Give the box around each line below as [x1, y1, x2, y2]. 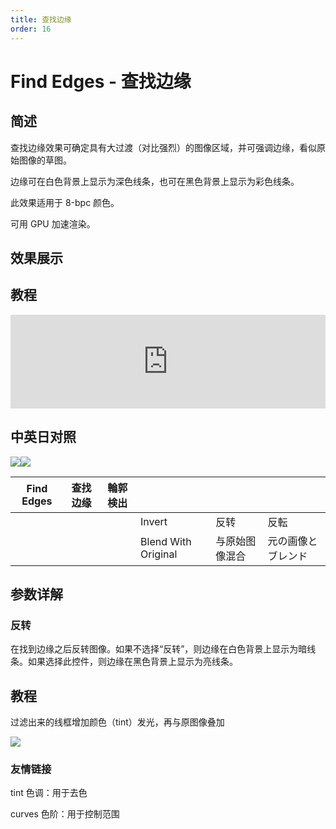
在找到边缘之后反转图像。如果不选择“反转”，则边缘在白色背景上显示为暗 [10, 643, 308, 655]
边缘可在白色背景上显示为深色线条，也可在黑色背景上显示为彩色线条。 [10, 175, 300, 187]
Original [140, 547, 178, 561]
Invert [140, 514, 168, 528]
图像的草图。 [18, 154, 72, 166]
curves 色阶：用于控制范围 [10, 808, 120, 820]
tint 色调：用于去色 [10, 787, 88, 799]
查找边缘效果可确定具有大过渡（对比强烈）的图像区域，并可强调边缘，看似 [10, 141, 317, 153]
